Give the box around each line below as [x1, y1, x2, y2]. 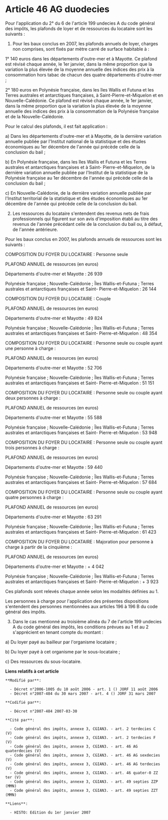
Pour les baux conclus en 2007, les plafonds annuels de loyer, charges [12, 40, 158, 46]
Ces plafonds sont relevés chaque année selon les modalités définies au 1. [5, 588, 159, 594]
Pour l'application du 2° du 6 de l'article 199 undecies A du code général [5, 20, 155, 26]
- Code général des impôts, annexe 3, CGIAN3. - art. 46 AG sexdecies [10, 753, 160, 758]
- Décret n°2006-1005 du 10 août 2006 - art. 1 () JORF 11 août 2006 [10, 687, 158, 692]
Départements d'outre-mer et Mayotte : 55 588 [5, 414, 102, 421]
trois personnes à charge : [5, 444, 60, 451]
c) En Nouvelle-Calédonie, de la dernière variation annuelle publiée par [5, 190, 152, 196]
